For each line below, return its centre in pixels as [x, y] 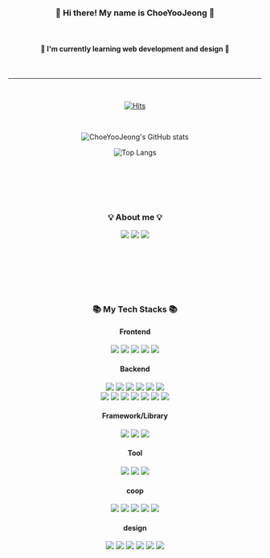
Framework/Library [135, 416]
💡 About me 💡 [135, 217]
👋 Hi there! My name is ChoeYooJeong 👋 [135, 13]
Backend [135, 369]
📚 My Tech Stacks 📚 [135, 309]
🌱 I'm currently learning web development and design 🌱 [135, 48]
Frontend [135, 331]
